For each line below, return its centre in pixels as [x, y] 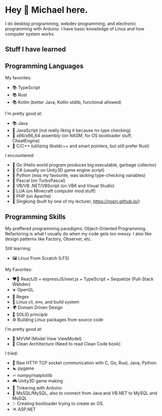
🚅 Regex [20, 297]
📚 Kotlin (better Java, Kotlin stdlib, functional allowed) [67, 102]
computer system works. [30, 34]
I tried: [11, 353]
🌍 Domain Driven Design [37, 307]
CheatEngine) [26, 141]
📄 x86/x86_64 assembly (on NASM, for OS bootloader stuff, [72, 136]
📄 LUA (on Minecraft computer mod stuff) [54, 191]
